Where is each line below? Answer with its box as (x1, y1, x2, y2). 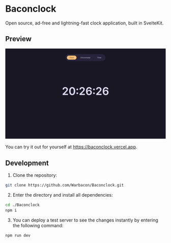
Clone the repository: (12, 172, 58, 178)
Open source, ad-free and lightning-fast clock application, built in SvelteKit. (5, 20, 164, 26)
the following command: (12, 222, 64, 228)
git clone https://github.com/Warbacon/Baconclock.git (5, 183, 124, 188)
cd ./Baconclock (5, 202, 40, 207)
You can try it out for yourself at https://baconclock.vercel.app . (5, 144, 137, 150)
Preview (5, 35, 32, 43)
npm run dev (5, 233, 31, 238)
